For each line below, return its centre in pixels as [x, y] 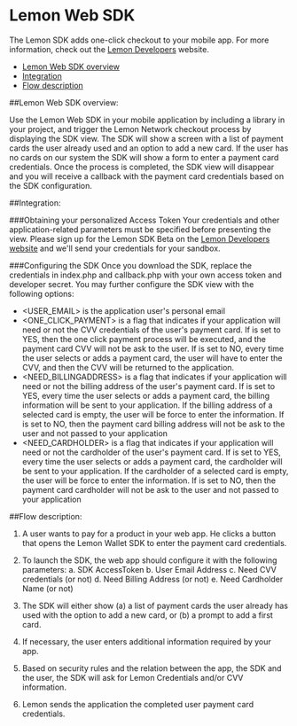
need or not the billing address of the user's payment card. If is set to [148, 386]
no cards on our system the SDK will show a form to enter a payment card [144, 157]
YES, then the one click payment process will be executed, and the [144, 339]
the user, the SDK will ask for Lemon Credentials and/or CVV [133, 677]
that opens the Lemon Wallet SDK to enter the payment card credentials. [154, 543]
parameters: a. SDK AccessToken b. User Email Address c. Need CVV [149, 569]
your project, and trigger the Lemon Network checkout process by [130, 129]
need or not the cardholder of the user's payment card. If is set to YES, [151, 452]
